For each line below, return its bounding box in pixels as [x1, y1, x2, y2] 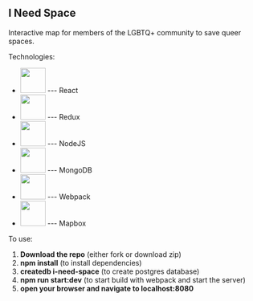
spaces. [8, 36, 35, 46]
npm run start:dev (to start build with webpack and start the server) [19, 275, 247, 284]
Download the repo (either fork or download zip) [19, 249, 182, 259]
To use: [8, 234, 34, 243]
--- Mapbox [47, 218, 87, 228]
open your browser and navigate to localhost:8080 [19, 283, 194, 293]
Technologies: [8, 51, 55, 61]
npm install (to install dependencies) [19, 258, 142, 267]
